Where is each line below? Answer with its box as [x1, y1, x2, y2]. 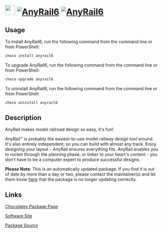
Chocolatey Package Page [5, 204, 59, 210]
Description [5, 114, 41, 122]
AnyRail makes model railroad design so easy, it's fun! [5, 127, 114, 133]
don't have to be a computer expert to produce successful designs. [5, 156, 141, 163]
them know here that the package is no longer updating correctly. [5, 176, 137, 182]
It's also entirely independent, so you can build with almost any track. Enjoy [5, 141, 157, 147]
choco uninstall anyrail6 [5, 100, 58, 105]
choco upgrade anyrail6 [5, 77, 54, 81]
